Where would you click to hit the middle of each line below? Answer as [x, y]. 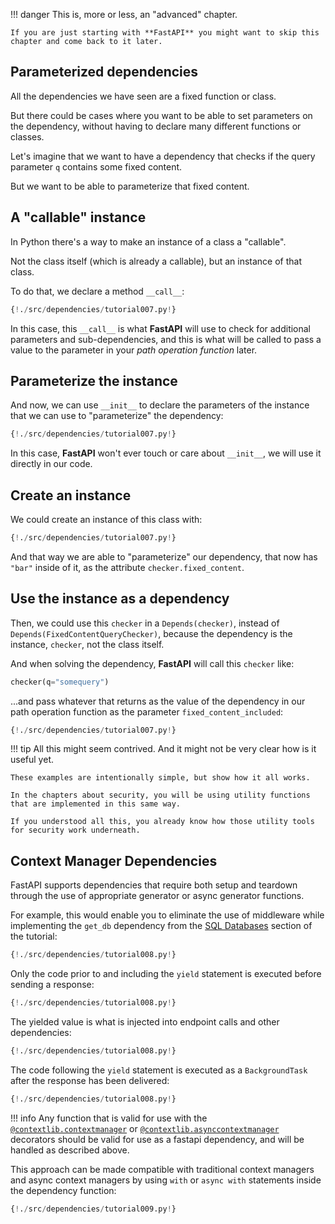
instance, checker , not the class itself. [87, 644]
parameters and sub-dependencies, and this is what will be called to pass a [166, 339]
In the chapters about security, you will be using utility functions [160, 795]
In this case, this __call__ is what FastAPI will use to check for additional [161, 328]
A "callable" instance [78, 217]
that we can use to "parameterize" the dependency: [117, 416]
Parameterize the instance [94, 380]
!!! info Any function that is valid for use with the [109, 1118]
